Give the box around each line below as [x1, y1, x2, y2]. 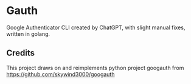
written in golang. [6, 30, 50, 37]
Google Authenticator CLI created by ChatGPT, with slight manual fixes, [6, 24, 186, 31]
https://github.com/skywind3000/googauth [6, 71, 115, 78]
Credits [6, 48, 35, 58]
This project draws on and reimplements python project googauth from [6, 64, 184, 71]
